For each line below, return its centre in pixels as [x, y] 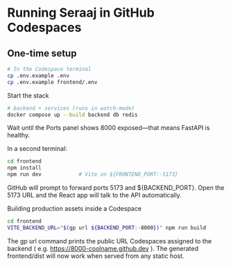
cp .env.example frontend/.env [52, 82]
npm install [24, 168]
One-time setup [42, 53]
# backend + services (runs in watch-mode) [71, 108]
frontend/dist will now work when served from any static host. [96, 256]
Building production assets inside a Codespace [75, 209]
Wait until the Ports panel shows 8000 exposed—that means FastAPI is [109, 128]
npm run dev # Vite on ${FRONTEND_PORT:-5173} [93, 175]
